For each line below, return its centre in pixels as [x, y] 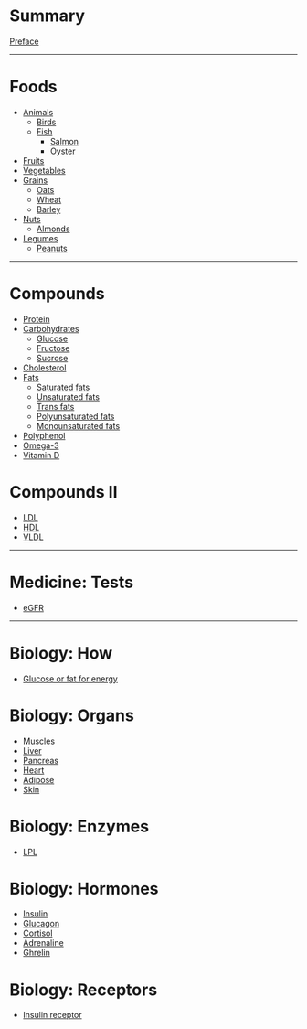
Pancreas [41, 760]
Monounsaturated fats [78, 425]
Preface [24, 41]
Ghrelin [36, 953]
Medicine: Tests [72, 582]
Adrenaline [43, 943]
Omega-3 [41, 445]
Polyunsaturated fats [75, 416]
